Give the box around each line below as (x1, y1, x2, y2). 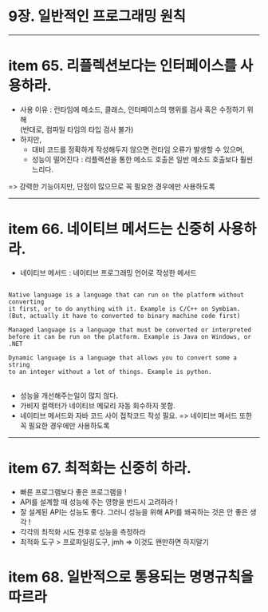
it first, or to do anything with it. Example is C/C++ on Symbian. (8, 304, 241, 312)
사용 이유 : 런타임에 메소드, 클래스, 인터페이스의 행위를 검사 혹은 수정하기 (19, 105, 246, 114)
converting (8, 297, 45, 306)
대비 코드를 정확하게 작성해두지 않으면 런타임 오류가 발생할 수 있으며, (31, 145, 245, 154)
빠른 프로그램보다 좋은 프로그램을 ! (19, 487, 127, 496)
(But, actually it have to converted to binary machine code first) (8, 312, 241, 320)
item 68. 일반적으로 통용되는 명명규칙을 (8, 568, 254, 586)
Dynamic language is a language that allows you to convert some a (8, 353, 238, 362)
